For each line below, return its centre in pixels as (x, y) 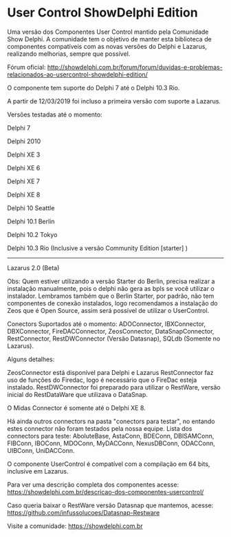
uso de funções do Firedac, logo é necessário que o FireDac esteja (102, 380)
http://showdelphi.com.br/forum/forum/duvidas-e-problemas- (135, 67)
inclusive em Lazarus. (38, 471)
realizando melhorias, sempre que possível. (69, 54)
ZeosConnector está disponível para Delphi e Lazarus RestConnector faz (110, 372)
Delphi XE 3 (24, 154)
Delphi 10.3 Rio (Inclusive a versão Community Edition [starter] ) (97, 248)
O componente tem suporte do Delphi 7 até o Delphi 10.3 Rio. (93, 88)
